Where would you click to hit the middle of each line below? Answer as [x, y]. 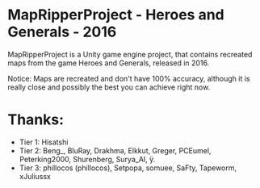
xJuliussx [35, 176]
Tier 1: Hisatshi [44, 142]
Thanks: [36, 120]
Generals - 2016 [62, 32]
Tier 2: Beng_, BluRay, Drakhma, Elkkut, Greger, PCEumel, [115, 150]
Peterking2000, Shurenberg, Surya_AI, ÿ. [87, 159]
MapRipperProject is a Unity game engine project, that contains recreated [130, 54]
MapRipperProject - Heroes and [116, 15]
